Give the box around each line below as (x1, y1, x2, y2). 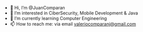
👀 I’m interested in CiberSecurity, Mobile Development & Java (10, 10, 138, 16)
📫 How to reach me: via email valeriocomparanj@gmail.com (10, 21, 136, 27)
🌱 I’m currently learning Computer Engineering (10, 15, 107, 21)
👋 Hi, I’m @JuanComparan (10, 5, 65, 10)
